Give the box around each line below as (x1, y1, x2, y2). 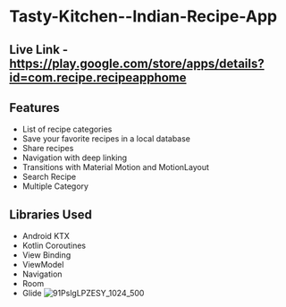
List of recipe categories (21, 124, 113, 135)
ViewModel (21, 260, 64, 270)
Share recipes (21, 143, 74, 154)
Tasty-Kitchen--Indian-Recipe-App (9, 6, 278, 27)
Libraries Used (9, 207, 92, 222)
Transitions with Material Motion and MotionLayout (21, 162, 210, 173)
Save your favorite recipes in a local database (21, 133, 190, 144)
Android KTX (21, 231, 70, 242)
